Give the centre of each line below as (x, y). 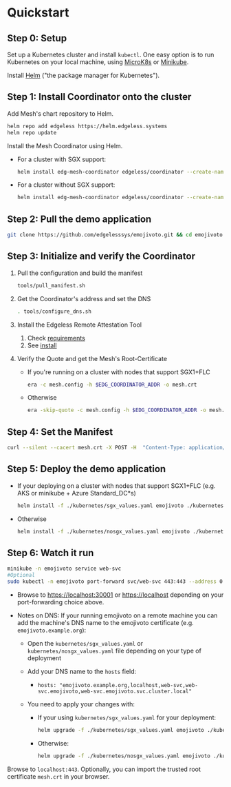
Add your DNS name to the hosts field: (82, 671)
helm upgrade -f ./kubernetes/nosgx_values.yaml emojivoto (124, 756)
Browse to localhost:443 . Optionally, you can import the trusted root (104, 769)
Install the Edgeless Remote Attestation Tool (79, 325)
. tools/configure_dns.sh (54, 311)
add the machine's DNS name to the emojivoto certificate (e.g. (105, 623)
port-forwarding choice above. (60, 602)
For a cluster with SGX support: (62, 159)
